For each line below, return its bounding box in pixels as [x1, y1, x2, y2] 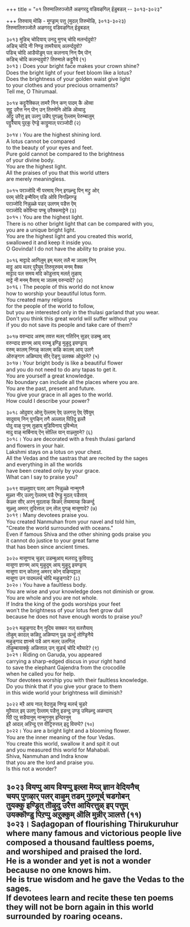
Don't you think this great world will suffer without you [6, 315, 137, 322]
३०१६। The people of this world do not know [6, 284, 114, 290]
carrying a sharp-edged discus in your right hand [6, 658, 126, 665]
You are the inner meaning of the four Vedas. [6, 734, 116, 741]
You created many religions [6, 296, 73, 303]
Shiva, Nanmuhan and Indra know [6, 753, 89, 759]
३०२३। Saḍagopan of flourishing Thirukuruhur [6, 819, 179, 830]
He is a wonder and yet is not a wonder [6, 856, 152, 866]
